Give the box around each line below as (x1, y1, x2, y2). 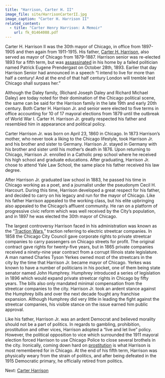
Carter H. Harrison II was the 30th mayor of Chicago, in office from (5, 44, 141, 49)
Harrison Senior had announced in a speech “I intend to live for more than (5, 70, 155, 75)
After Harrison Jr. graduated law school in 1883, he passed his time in (5, 177, 146, 183)
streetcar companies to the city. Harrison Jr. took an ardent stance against (5, 286, 156, 291)
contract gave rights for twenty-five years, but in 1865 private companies (5, 244, 154, 250)
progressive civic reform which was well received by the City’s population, (5, 208, 156, 214)
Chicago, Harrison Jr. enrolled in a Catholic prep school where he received (5, 152, 157, 157)
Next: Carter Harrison (5, 368, 49, 373)
